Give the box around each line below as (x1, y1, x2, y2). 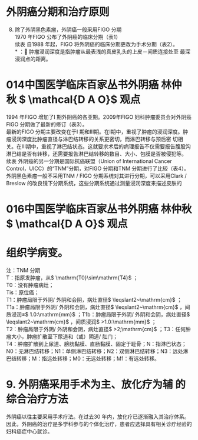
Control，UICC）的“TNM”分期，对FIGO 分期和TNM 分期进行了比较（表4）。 (6, 165, 190, 172)
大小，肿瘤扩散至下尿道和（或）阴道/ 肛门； (11, 333, 118, 340)
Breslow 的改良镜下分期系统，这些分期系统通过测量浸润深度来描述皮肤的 (6, 179, 182, 186)
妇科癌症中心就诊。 (6, 428, 53, 435)
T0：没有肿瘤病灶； (6, 282, 54, 288)
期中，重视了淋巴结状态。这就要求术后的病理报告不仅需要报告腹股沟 (25, 142, 192, 150)
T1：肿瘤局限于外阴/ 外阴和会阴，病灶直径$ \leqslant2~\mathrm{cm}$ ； (6, 296, 183, 303)
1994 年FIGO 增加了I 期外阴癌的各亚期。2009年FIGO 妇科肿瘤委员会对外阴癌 (6, 113, 192, 121)
